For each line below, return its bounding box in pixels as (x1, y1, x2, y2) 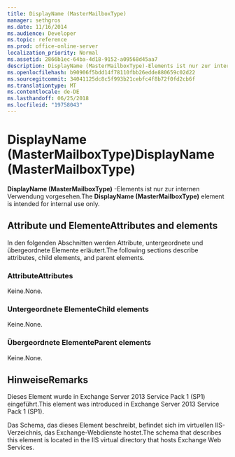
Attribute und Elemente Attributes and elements (7, 220, 218, 232)
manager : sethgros (7, 17, 61, 24)
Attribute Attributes (7, 271, 73, 280)
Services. (7, 443, 35, 452)
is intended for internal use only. (7, 199, 100, 207)
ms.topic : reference (7, 36, 68, 43)
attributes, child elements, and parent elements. (7, 253, 145, 261)
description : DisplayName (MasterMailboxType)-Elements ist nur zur (7, 62, 211, 69)
